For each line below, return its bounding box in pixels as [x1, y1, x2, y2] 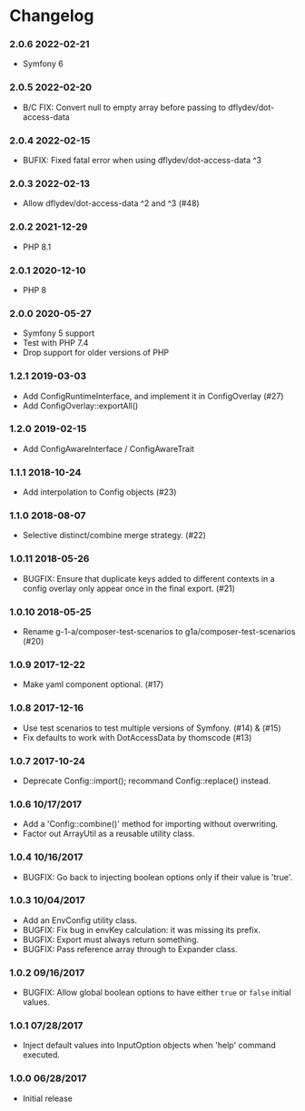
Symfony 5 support [22, 328, 95, 339]
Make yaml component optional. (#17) [22, 679, 164, 690]
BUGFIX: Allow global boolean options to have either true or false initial [22, 987, 292, 998]
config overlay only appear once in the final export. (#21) [22, 583, 236, 594]
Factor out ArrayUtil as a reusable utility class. [22, 828, 195, 840]
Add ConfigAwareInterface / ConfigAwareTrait [22, 443, 195, 454]
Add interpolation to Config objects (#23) [22, 487, 177, 497]
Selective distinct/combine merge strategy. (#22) [22, 530, 207, 541]
